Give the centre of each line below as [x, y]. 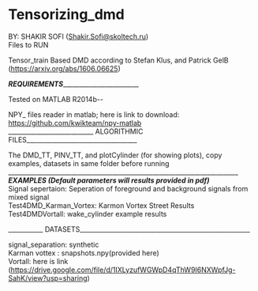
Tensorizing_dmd [66, 15]
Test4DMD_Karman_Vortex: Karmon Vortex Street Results [101, 205]
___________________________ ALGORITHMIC [76, 131]
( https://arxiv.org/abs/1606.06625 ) [64, 68]
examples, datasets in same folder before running [89, 163]
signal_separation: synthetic [54, 244]
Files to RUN [28, 44]
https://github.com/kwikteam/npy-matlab [75, 123]
